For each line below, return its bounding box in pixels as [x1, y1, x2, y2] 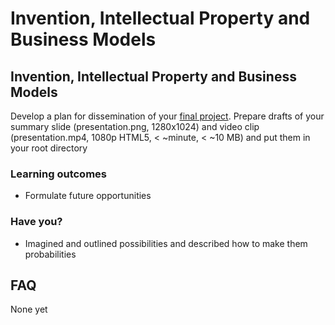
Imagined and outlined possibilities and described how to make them [24, 237, 308, 249]
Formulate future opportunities [24, 190, 152, 202]
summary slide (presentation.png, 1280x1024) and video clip [10, 121, 260, 132]
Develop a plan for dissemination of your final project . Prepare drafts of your [10, 110, 325, 122]
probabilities [24, 248, 77, 260]
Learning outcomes [10, 167, 107, 181]
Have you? [10, 215, 63, 229]
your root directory [10, 142, 88, 154]
